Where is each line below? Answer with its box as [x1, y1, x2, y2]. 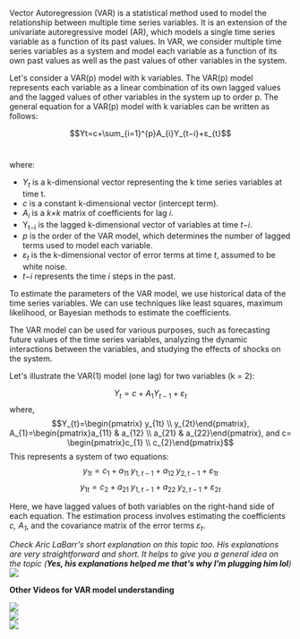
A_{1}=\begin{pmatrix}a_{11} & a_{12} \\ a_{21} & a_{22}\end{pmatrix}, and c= [9, 427, 292, 438]
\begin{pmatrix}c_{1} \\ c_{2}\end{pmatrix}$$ [66, 436, 235, 447]
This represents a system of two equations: [9, 451, 169, 462]
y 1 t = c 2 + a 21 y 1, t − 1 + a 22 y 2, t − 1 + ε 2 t [80, 481, 221, 494]
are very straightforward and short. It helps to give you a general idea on [9, 548, 279, 559]
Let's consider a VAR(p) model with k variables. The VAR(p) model [9, 73, 253, 83]
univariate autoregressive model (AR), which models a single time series [9, 27, 276, 37]
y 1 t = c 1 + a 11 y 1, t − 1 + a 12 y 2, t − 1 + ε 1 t [82, 465, 219, 478]
